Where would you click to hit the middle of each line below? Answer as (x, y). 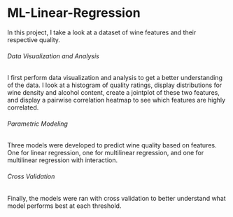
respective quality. (34, 39)
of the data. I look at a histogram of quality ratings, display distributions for (115, 85)
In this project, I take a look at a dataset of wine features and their (102, 32)
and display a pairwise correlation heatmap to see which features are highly (116, 100)
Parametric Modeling (38, 124)
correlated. (23, 107)
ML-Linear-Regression (74, 13)
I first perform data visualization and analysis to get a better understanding (115, 78)
